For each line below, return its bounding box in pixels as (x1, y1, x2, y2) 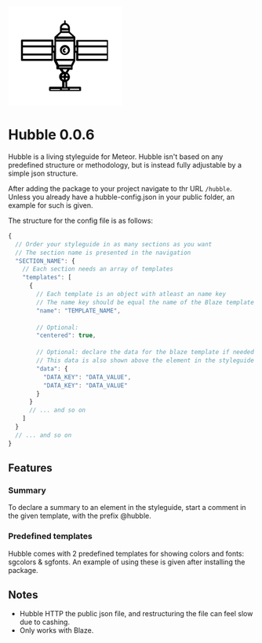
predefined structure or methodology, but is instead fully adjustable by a (8, 160, 242, 169)
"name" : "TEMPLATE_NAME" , (36, 306, 122, 315)
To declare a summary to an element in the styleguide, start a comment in (8, 503, 246, 512)
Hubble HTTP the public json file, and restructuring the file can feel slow (19, 609, 253, 619)
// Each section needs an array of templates (22, 265, 174, 273)
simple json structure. (8, 168, 78, 178)
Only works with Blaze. (19, 626, 94, 635)
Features (8, 461, 53, 475)
